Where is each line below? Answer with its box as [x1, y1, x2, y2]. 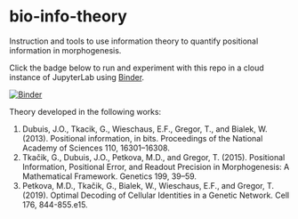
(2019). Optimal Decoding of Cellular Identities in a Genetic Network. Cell [21, 190, 290, 200]
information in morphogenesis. [9, 45, 122, 55]
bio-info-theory [9, 6, 127, 27]
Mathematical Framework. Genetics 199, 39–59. [21, 171, 197, 182]
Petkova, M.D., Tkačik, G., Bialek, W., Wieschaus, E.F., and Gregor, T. [21, 180, 274, 191]
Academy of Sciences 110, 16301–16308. [21, 142, 171, 153]
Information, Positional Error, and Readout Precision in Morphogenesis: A [21, 161, 290, 172]
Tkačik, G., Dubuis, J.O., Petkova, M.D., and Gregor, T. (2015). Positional [21, 151, 286, 162]
